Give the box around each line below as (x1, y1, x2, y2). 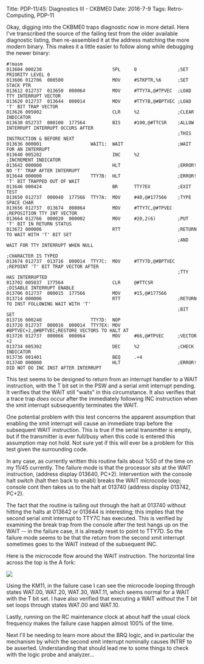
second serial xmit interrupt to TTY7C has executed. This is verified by (6, 515, 183, 521)
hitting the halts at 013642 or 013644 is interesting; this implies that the (6, 508, 184, 515)
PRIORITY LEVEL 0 (6, 72, 50, 78)
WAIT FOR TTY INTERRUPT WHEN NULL (6, 242, 94, 249)
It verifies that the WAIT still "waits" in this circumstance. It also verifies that (6, 389, 196, 395)
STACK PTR (6, 82, 32, 88)
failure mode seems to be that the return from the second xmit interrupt (6, 534, 185, 541)
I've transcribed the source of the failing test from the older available (6, 30, 178, 37)
